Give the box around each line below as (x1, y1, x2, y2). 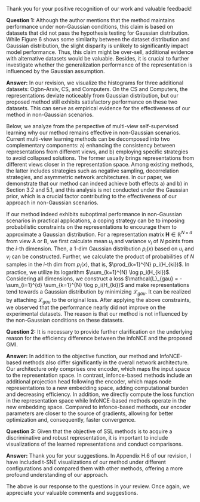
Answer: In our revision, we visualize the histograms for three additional (6, 79, 184, 86)
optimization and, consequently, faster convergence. (6, 416, 136, 424)
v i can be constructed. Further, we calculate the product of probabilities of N (6, 253, 195, 262)
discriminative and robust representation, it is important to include (6, 434, 168, 441)
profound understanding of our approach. (6, 471, 109, 479)
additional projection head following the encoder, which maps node (6, 378, 172, 385)
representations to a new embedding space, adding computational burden (6, 385, 189, 392)
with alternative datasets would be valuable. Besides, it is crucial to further (6, 55, 189, 62)
